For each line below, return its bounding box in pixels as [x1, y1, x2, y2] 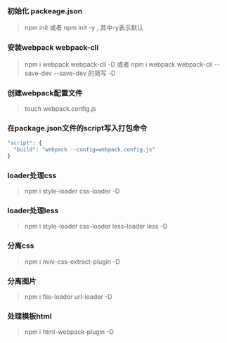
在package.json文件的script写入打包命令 [7, 123, 148, 133]
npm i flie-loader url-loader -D [24, 292, 112, 301]
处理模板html [7, 311, 52, 321]
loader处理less [7, 206, 59, 215]
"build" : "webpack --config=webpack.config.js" [13, 146, 156, 154]
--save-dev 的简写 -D [53, 69, 116, 77]
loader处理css [7, 170, 57, 180]
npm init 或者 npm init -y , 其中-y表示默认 [24, 23, 144, 32]
